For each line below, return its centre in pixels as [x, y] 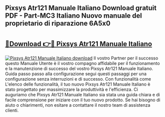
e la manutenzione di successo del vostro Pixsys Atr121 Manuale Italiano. [79, 69]
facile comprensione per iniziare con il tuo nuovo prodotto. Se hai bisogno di [83, 100]
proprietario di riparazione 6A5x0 [58, 23]
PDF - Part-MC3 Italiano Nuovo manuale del [74, 16]
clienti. [12, 110]
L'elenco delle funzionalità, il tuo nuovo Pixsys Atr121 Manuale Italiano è [78, 84]
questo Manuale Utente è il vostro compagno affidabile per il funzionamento [82, 63]
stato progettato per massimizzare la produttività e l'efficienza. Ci [72, 89]
